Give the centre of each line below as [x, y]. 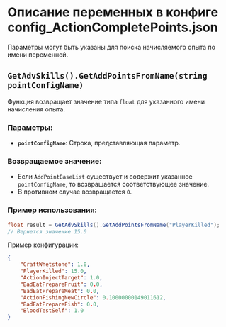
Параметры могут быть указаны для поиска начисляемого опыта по [112, 47]
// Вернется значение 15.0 [47, 231]
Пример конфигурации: [43, 245]
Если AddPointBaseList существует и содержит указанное [105, 177]
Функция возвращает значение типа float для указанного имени [106, 101]
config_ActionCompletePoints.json [113, 27]
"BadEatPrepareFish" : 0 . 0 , [60, 304]
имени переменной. [38, 55]
